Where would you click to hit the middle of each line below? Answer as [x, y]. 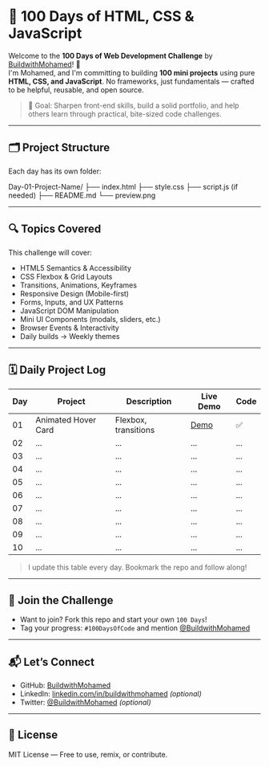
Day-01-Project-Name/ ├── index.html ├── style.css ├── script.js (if [123, 186]
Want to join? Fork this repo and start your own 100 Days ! [113, 620]
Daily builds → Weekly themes [70, 336]
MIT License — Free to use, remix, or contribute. [88, 754]
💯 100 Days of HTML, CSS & [101, 16]
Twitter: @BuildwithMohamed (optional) [86, 702]
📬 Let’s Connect [51, 662]
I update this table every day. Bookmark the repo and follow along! [137, 567]
